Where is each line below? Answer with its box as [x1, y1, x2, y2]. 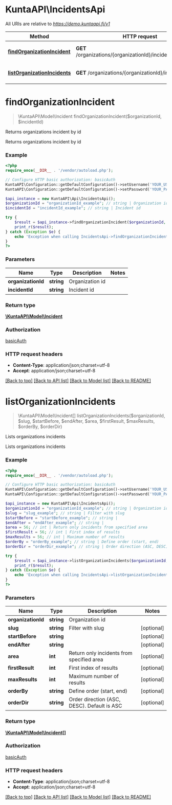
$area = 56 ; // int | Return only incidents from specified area [5, 525, 147, 530]
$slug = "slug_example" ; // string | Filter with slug [5, 510, 125, 515]
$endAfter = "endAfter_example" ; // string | [5, 520, 104, 525]
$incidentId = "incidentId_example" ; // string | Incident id [5, 206, 141, 211]
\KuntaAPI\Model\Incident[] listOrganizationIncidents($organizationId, [17, 413, 165, 419]
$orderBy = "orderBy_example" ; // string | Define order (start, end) [5, 539, 159, 545]
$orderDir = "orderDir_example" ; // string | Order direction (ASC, [5, 544, 155, 549]
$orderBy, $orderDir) [17, 423, 62, 430]
